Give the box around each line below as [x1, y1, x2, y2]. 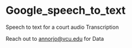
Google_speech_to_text [5, 4, 126, 17]
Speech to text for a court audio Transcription [5, 23, 119, 31]
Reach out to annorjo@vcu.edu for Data [5, 35, 104, 42]
